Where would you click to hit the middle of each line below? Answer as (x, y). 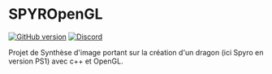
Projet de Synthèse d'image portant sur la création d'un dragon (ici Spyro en (136, 52)
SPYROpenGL (56, 14)
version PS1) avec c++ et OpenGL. (66, 61)
